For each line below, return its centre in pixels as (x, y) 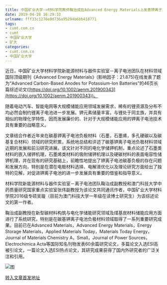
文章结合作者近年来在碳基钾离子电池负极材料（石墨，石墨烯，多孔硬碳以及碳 (83, 136)
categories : (17, 47)
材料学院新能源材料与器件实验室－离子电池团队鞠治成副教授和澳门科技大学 (81, 184)
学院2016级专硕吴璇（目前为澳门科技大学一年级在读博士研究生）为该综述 (80, 196)
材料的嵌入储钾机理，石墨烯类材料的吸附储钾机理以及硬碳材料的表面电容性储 (83, 154)
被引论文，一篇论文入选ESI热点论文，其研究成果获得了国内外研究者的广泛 (80, 250)
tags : (11, 24)
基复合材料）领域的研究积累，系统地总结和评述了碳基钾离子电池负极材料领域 (83, 142)
